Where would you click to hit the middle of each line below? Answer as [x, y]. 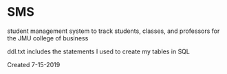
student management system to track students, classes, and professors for [113, 31]
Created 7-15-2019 [34, 64]
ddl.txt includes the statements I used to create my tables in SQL [99, 51]
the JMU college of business [48, 38]
